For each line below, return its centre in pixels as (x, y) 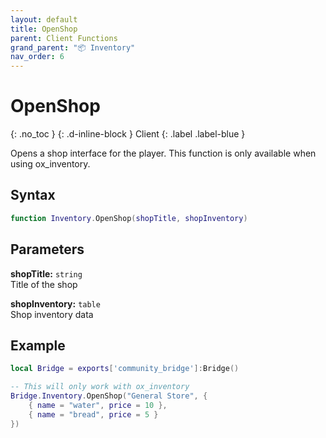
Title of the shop (44, 284)
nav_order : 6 (37, 57)
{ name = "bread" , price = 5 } (93, 414)
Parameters (47, 249)
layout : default (44, 19)
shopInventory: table (55, 303)
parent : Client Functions (64, 38)
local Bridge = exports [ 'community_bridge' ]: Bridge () (125, 369)
